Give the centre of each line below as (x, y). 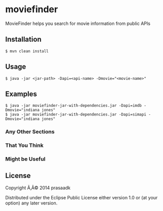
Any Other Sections (30, 132)
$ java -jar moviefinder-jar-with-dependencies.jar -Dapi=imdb (74, 106)
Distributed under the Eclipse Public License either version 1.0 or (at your (81, 197)
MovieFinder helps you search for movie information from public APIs (78, 23)
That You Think (24, 145)
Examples (21, 94)
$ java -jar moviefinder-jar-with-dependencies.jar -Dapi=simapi (76, 115)
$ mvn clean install (27, 51)
